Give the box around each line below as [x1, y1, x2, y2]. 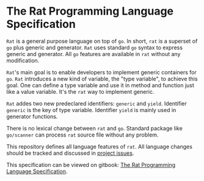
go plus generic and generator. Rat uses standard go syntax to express [6, 44, 183, 51]
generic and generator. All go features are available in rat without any [6, 50, 181, 57]
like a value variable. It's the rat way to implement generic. [6, 88, 155, 95]
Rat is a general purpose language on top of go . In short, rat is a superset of [6, 37, 198, 44]
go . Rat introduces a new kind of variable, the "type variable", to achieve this [6, 75, 198, 82]
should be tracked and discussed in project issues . [6, 149, 134, 157]
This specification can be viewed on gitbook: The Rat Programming [6, 161, 176, 168]
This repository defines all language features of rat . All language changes [6, 143, 192, 150]
